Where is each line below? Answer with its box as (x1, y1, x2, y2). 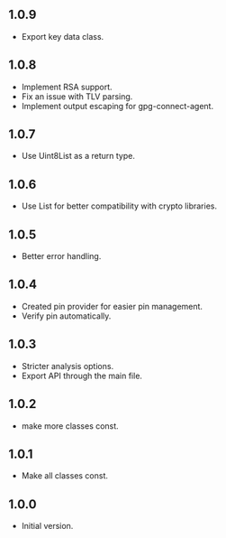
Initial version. (21, 521, 74, 532)
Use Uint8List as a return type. (21, 151, 136, 162)
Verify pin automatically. (21, 311, 112, 321)
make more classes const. (21, 420, 119, 431)
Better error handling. (21, 251, 102, 262)
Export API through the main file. (21, 370, 143, 381)
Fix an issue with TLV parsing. (21, 90, 133, 102)
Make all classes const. (21, 470, 109, 481)
